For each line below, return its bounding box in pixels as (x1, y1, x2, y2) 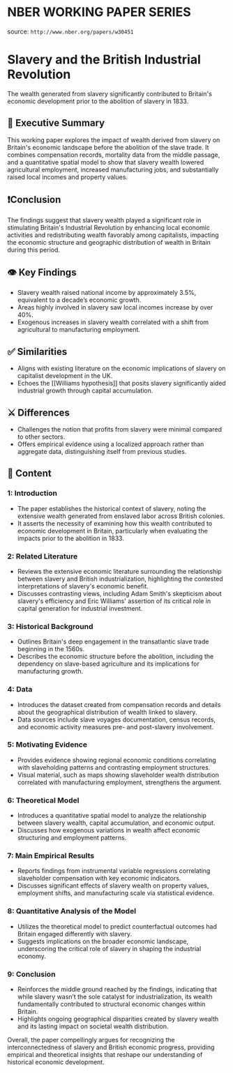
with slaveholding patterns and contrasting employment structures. (17, 763, 211, 771)
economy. (17, 952, 47, 960)
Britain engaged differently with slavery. (17, 929, 133, 938)
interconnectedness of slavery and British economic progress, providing (7, 1043, 215, 1051)
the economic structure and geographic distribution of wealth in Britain (7, 238, 211, 246)
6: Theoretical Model (7, 796, 80, 805)
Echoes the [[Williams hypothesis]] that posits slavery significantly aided (17, 379, 227, 388)
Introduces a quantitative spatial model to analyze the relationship (17, 812, 207, 820)
